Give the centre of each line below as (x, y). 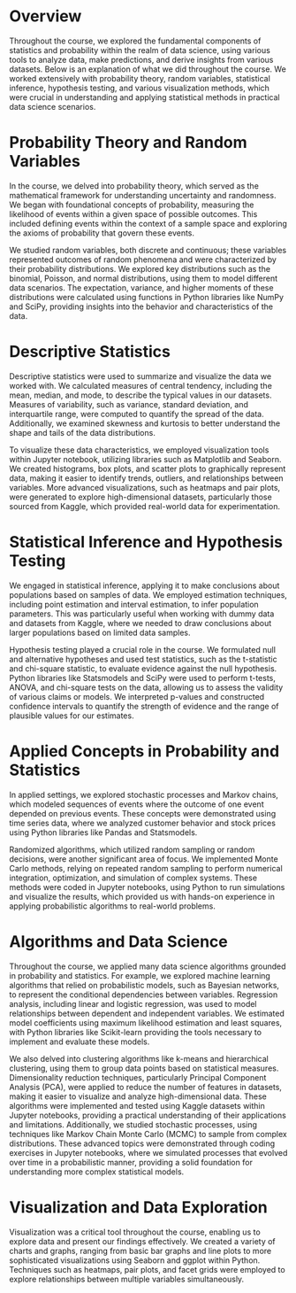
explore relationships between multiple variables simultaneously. (127, 1279)
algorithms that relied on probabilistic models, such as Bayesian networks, (144, 985)
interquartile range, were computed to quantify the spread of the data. (137, 414)
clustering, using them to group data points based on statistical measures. (144, 1068)
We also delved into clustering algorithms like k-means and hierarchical (139, 1058)
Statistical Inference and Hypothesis (146, 542)
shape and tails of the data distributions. (83, 432)
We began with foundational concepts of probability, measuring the (132, 205)
